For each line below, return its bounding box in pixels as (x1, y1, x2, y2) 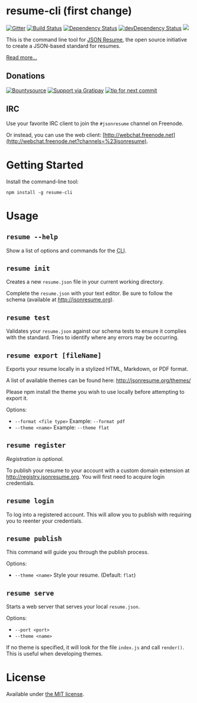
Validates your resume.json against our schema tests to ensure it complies (6, 327, 187, 335)
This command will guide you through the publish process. (6, 549, 149, 556)
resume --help (6, 233, 58, 241)
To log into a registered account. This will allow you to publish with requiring (6, 511, 192, 518)
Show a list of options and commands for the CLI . (6, 247, 127, 254)
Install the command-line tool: (6, 178, 79, 185)
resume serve (6, 589, 54, 597)
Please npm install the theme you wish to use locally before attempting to (6, 388, 185, 395)
